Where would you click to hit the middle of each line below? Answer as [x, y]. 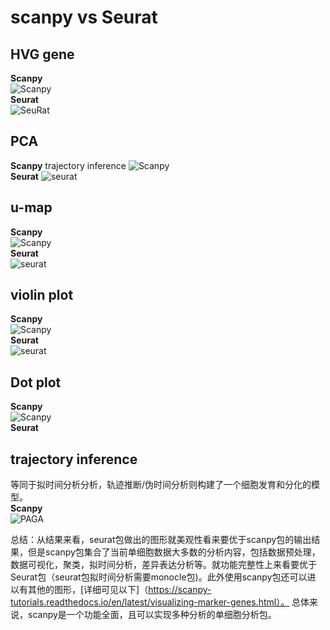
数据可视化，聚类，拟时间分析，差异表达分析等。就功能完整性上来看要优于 [163, 565]
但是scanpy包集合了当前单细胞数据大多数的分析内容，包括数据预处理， [174, 552]
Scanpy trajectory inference [68, 165]
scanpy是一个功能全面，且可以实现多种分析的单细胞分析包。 [152, 615]
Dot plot [36, 382]
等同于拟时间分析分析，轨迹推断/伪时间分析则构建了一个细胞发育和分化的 [161, 485]
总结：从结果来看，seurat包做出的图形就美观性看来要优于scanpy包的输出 [161, 540]
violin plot [42, 295]
